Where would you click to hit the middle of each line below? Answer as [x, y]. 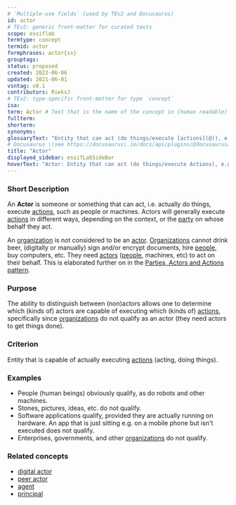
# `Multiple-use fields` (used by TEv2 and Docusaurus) [91, 14]
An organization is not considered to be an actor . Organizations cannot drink [118, 241]
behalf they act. [30, 226]
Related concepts [38, 456]
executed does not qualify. [56, 430]
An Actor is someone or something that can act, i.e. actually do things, [110, 204]
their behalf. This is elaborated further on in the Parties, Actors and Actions [116, 263]
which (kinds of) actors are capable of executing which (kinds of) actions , [114, 311]
